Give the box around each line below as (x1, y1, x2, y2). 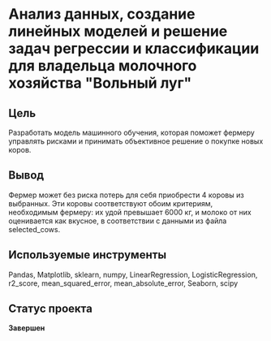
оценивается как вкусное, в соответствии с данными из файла (8, 216, 227, 226)
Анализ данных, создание (8, 5, 196, 24)
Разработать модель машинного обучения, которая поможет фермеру (8, 127, 256, 137)
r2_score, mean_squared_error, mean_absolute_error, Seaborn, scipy (8, 278, 239, 288)
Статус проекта (8, 302, 93, 316)
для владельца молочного (8, 57, 197, 76)
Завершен (8, 323, 45, 333)
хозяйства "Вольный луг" (8, 74, 192, 93)
